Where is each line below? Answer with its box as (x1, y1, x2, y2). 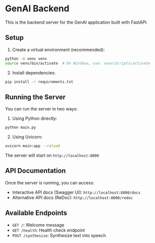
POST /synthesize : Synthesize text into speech (12, 232, 106, 238)
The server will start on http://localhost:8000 (5, 152, 99, 158)
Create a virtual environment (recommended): (12, 46, 105, 52)
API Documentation (5, 167, 66, 175)
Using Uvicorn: (12, 134, 43, 140)
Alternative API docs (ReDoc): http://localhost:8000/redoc (12, 194, 133, 200)
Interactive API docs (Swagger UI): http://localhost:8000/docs (12, 189, 141, 195)
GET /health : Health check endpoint (12, 227, 85, 233)
